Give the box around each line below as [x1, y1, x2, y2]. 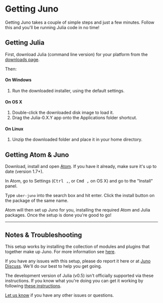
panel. [5, 183, 18, 189]
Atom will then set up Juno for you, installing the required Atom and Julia [5, 207, 150, 213]
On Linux [5, 126, 24, 132]
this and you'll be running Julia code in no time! [5, 24, 99, 30]
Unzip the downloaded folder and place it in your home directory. [12, 136, 143, 142]
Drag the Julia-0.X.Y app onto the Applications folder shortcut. [12, 115, 137, 121]
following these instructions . [5, 283, 62, 288]
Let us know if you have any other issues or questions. [5, 292, 114, 298]
